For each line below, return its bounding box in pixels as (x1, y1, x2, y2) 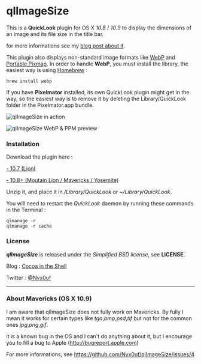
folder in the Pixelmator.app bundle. (6, 101, 94, 109)
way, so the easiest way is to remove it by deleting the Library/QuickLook (6, 95, 187, 102)
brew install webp (6, 78, 52, 84)
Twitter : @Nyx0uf (6, 274, 51, 281)
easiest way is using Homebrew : (6, 66, 88, 73)
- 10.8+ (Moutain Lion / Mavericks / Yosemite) (6, 177, 118, 184)
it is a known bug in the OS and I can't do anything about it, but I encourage (6, 332, 193, 340)
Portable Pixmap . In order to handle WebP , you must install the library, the (6, 60, 188, 67)
